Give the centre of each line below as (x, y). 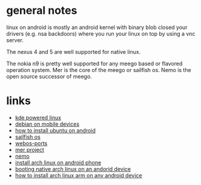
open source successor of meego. (49, 76)
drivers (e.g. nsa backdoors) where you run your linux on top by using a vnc (101, 33)
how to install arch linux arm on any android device (78, 175)
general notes (42, 11)
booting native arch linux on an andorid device (73, 169)
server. (15, 40)
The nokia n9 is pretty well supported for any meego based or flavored (94, 63)
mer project (29, 149)
